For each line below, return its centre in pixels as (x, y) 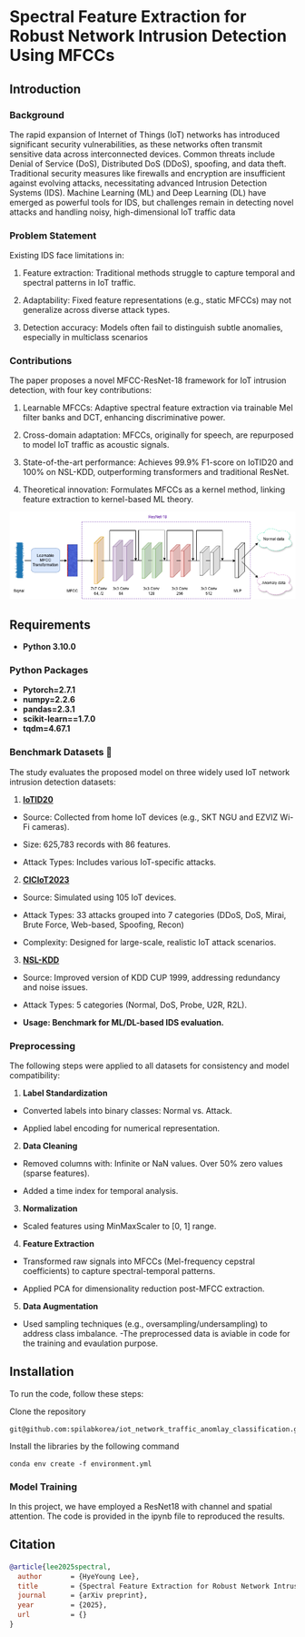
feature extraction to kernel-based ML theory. (108, 500)
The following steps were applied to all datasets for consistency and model (149, 1066)
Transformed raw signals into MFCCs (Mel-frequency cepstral (139, 1261)
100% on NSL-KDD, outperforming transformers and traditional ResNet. (156, 472)
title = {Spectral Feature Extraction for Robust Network (144, 1586)
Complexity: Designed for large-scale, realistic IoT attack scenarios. (149, 942)
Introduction (45, 89)
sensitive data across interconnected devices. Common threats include (142, 154)
